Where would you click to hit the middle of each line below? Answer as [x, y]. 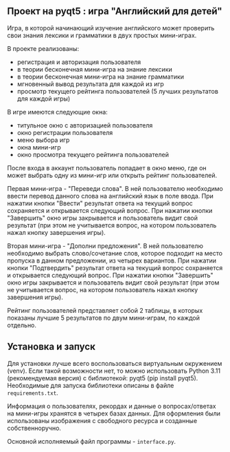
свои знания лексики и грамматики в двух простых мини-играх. [102, 35]
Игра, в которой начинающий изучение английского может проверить [111, 28]
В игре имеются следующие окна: [57, 112]
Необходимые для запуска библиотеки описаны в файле [91, 385]
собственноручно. [34, 428]
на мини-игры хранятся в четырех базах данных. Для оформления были [114, 413]
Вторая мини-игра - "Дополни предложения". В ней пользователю [105, 246]
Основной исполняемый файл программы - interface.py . [92, 441]
